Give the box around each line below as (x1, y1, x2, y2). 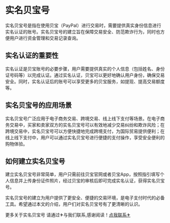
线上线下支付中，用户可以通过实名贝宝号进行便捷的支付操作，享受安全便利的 (5, 134, 165, 140)
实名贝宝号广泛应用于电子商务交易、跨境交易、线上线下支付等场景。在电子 (5, 115, 160, 122)
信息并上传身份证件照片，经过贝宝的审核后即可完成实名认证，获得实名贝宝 (9, 178, 165, 184)
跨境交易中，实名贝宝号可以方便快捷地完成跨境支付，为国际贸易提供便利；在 (5, 128, 165, 134)
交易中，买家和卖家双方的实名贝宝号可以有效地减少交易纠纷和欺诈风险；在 (9, 122, 165, 128)
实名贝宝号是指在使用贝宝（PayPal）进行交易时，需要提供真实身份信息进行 (5, 22, 161, 28)
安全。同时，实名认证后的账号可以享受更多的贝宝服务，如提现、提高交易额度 (5, 78, 165, 84)
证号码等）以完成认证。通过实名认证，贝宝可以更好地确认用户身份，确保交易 (5, 72, 165, 78)
